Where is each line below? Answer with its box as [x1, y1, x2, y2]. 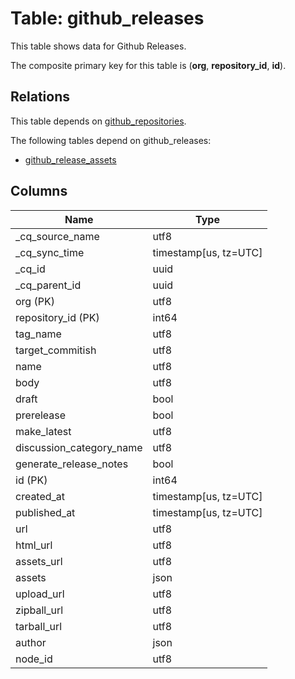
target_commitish [15, 343, 97, 357]
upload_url [15, 587, 65, 601]
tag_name [15, 327, 62, 341]
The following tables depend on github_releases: [10, 134, 212, 146]
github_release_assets [24, 153, 117, 166]
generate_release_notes [15, 457, 129, 471]
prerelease [15, 408, 67, 422]
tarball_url [15, 619, 63, 633]
